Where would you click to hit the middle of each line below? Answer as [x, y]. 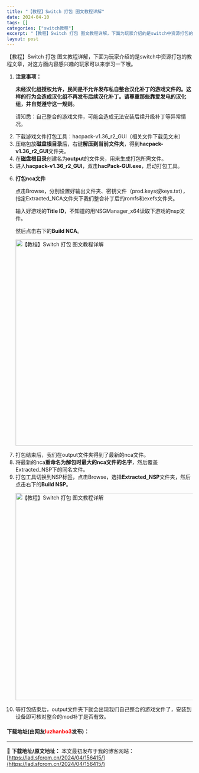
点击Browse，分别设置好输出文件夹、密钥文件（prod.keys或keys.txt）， [102, 191]
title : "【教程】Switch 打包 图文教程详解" [56, 12]
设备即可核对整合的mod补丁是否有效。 [62, 717]
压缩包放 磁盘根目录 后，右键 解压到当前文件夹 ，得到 [77, 144]
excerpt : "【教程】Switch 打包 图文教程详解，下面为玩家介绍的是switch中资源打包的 [100, 34]
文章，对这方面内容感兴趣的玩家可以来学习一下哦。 [74, 64]
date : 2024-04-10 [28, 17]
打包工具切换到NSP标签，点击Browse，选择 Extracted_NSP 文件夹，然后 [103, 477]
